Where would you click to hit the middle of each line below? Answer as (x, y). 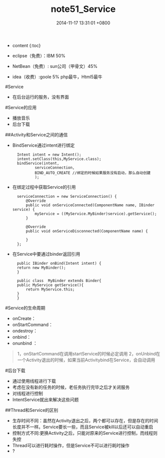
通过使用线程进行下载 (34, 381)
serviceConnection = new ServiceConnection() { (67, 196)
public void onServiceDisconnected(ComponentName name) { (87, 231)
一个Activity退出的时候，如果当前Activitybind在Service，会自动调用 (86, 360)
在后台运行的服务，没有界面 (41, 97)
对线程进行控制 (27, 393)
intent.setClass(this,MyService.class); (59, 159)
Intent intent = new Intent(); (49, 155)
